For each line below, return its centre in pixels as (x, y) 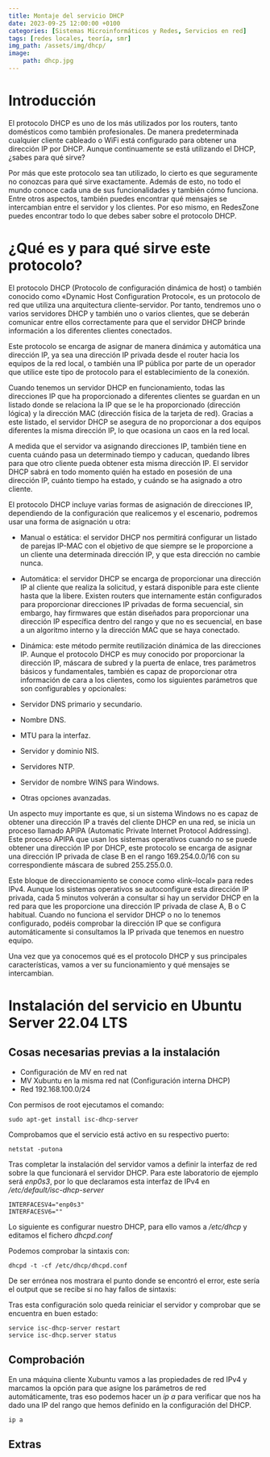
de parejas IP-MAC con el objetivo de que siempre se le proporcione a (137, 546)
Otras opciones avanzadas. (65, 797)
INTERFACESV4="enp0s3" (46, 1205)
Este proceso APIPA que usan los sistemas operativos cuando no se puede (133, 839)
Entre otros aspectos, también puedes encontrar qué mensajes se (118, 198)
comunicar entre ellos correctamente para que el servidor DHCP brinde (127, 322)
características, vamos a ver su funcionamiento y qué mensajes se (119, 964)
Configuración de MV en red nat (73, 1072)
